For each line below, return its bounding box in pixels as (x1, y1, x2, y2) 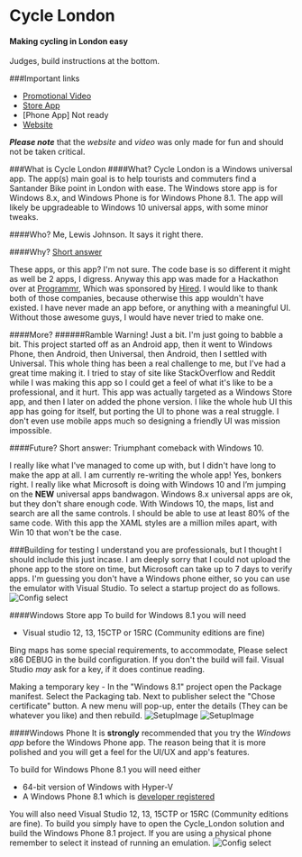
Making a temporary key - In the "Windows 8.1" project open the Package (9, 681, 282, 692)
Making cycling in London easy (9, 35, 129, 46)
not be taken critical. (9, 146, 86, 158)
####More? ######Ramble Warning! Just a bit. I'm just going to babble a (9, 330, 284, 341)
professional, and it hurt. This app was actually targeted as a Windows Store (9, 387, 293, 397)
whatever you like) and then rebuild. (9, 710, 142, 721)
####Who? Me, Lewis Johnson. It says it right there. (9, 229, 204, 240)
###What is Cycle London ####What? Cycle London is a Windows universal (9, 164, 293, 175)
